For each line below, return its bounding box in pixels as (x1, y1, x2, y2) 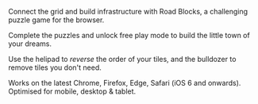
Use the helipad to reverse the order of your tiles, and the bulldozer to (8, 55, 237, 64)
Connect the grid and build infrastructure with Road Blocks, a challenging (8, 7, 248, 16)
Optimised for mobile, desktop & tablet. (8, 87, 137, 96)
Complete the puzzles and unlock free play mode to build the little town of (8, 31, 250, 40)
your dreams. (8, 39, 52, 48)
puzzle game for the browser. (8, 15, 105, 25)
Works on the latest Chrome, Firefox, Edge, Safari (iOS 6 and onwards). (8, 79, 241, 87)
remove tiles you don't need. (8, 63, 102, 72)
